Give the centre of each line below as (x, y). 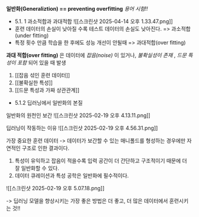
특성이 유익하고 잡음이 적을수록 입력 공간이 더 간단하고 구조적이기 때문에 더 (101, 161)
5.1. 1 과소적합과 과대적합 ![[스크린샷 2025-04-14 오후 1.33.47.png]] (94, 21)
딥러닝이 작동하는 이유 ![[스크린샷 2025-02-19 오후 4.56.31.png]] (82, 128)
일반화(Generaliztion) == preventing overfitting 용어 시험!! (77, 9)
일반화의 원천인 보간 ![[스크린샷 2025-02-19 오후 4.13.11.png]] (78, 115)
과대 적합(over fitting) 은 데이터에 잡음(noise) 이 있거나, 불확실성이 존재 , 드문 (97, 55)
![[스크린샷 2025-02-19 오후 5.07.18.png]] (55, 188)
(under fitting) (32, 35)
